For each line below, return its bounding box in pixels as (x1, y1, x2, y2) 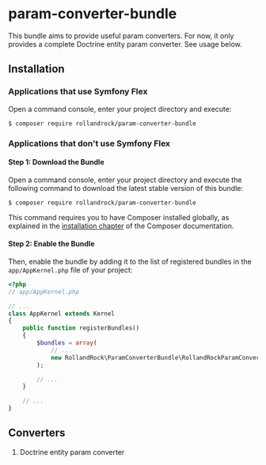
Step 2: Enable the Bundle (8, 239, 95, 249)
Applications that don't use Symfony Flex (8, 138, 171, 149)
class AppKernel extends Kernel (8, 310, 115, 318)
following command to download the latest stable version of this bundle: (8, 183, 244, 192)
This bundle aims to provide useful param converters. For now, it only (8, 31, 234, 40)
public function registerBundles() (22, 324, 140, 333)
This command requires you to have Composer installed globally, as (8, 212, 230, 222)
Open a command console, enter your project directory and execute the (8, 175, 242, 185)
